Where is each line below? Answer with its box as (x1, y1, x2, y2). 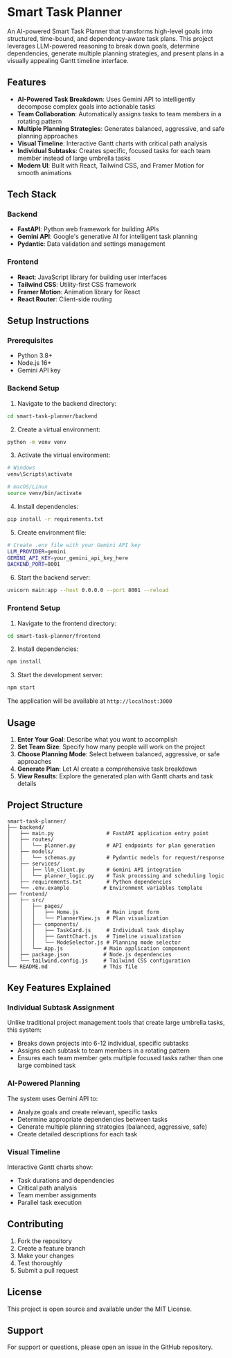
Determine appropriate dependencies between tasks (17, 1115, 168, 1123)
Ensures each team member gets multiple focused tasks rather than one (17, 1054, 224, 1062)
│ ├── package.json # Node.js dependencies (7, 951, 172, 958)
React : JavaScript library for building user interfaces (17, 273, 168, 281)
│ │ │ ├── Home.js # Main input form (7, 909, 159, 915)
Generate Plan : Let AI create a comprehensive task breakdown (17, 765, 197, 773)
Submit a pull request (17, 1266, 78, 1274)
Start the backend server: (17, 573, 91, 582)
